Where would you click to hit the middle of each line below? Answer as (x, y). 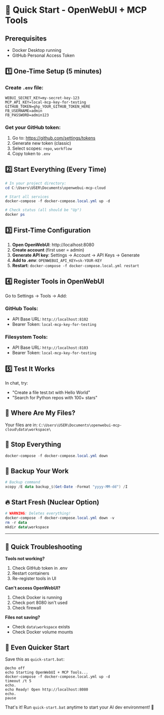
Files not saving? (23, 617)
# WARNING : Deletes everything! (38, 513)
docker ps (15, 215)
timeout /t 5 (18, 681)
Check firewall (27, 608)
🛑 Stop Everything (33, 445)
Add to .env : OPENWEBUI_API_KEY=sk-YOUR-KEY (57, 260)
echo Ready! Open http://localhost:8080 (47, 690)
